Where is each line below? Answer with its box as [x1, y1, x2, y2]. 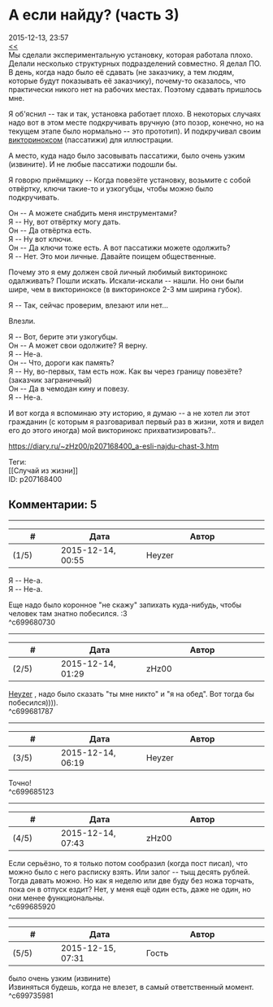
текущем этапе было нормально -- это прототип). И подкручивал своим [8, 126, 262, 136]
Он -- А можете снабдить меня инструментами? [8, 208, 177, 217]
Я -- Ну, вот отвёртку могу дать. [8, 217, 121, 226]
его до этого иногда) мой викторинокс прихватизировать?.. [8, 425, 217, 435]
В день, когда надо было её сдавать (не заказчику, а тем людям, [8, 67, 235, 77]
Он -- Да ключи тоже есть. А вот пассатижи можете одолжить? [8, 243, 231, 252]
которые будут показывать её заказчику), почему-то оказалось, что [8, 76, 246, 85]
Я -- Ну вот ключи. [8, 234, 73, 243]
